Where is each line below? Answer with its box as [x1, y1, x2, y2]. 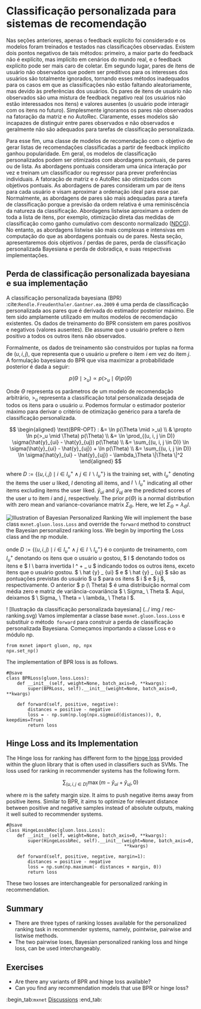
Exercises [6, 962, 44, 973]
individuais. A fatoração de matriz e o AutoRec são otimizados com [6, 175, 172, 182]
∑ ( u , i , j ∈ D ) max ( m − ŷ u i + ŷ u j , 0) [62, 779, 139, 787]
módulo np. [6, 631, 35, 638]
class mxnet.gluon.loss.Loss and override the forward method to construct [6, 520, 191, 528]
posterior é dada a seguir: [6, 363, 70, 370]
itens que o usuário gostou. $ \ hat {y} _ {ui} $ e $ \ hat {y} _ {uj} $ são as [6, 568, 187, 575]
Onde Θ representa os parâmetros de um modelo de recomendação [6, 388, 173, 395]
